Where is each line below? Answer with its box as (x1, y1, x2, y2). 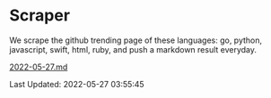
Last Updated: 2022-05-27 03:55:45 (9, 78, 145, 89)
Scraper (9, 5, 70, 26)
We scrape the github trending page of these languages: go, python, (9, 35, 263, 45)
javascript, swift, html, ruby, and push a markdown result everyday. (9, 44, 258, 54)
